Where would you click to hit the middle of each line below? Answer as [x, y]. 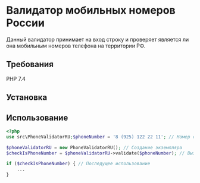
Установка [27, 98]
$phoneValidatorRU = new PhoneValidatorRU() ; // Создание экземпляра [94, 147]
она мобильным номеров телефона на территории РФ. [76, 46]
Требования [30, 64]
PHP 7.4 [16, 78]
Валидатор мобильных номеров [91, 10]
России [25, 23]
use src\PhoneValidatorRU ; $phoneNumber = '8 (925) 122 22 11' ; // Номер [98, 137]
